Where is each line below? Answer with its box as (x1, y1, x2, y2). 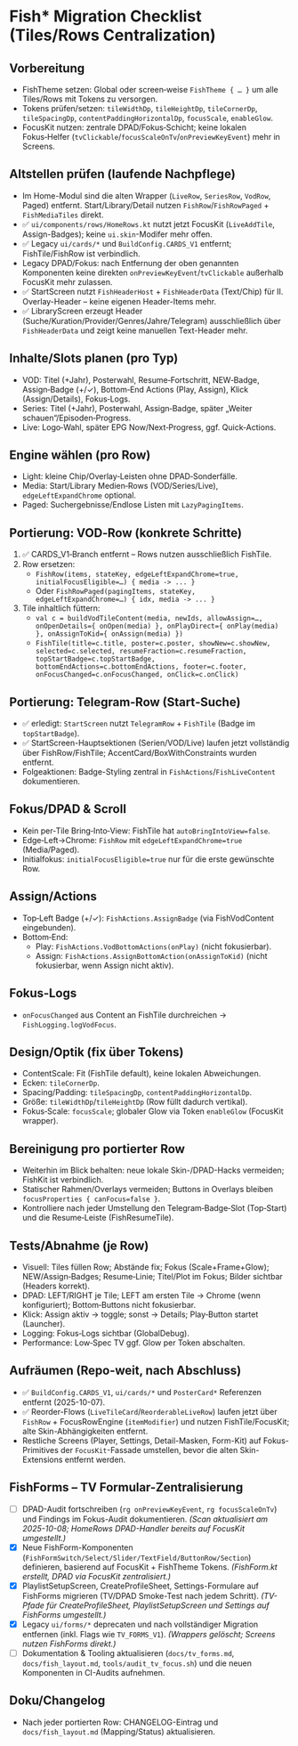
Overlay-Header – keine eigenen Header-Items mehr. (21, 296, 216, 306)
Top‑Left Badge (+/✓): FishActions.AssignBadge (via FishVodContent (21, 913, 274, 923)
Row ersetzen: (21, 559, 76, 570)
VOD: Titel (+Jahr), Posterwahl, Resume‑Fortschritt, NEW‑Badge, (21, 374, 260, 385)
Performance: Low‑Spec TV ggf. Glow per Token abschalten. (21, 1337, 246, 1348)
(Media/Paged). (21, 844, 80, 855)
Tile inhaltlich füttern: (21, 603, 101, 613)
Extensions (21, 1454, 63, 1465)
